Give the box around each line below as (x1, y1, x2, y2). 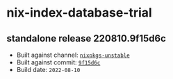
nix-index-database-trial (6, 5, 152, 21)
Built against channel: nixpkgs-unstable (16, 51, 130, 59)
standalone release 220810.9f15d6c (6, 33, 166, 44)
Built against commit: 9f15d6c (16, 58, 101, 67)
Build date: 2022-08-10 (16, 66, 81, 73)
